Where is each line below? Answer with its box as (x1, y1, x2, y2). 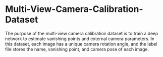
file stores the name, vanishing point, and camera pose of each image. (5, 46, 149, 52)
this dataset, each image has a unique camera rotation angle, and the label (5, 41, 158, 47)
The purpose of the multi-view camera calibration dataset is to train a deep (5, 30, 159, 36)
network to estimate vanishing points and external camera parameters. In (5, 36, 155, 42)
